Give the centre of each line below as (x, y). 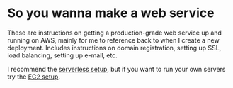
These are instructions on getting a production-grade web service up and (114, 33)
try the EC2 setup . (34, 77)
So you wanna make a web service (111, 13)
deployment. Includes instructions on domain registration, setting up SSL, (114, 48)
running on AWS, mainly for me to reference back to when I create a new (113, 40)
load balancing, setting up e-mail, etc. (63, 55)
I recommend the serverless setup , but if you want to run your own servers (116, 69)
